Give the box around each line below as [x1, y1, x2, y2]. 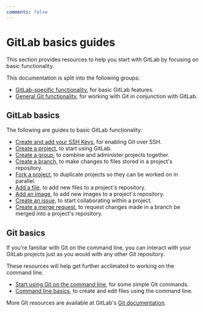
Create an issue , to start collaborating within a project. [15, 197, 152, 204]
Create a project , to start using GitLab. [15, 145, 112, 152]
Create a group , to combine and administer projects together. [15, 151, 170, 159]
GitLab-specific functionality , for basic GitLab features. [15, 86, 154, 93]
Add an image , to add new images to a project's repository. [15, 191, 165, 198]
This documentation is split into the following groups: [6, 74, 140, 82]
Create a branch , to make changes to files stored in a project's [15, 158, 173, 166]
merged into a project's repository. [15, 210, 103, 218]
